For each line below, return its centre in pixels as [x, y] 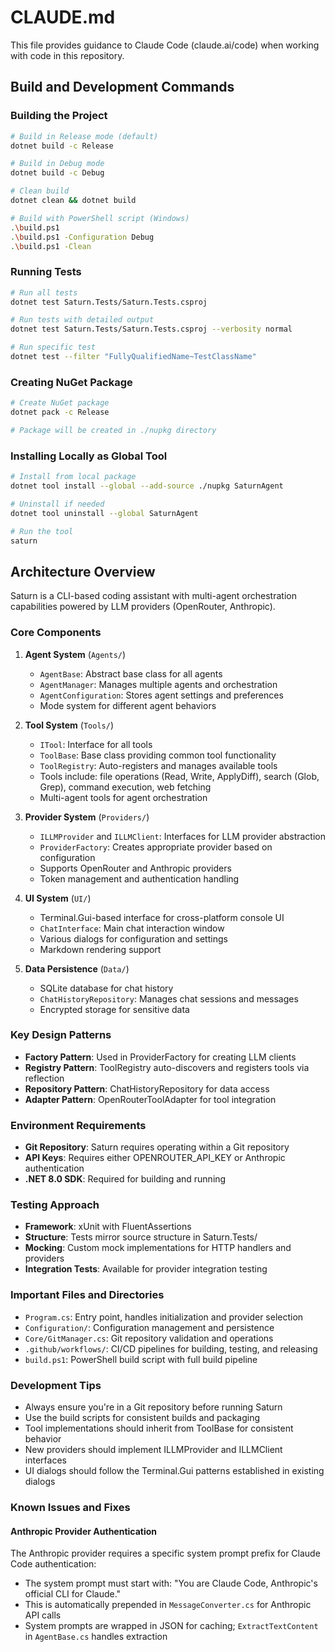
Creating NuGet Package [71, 382]
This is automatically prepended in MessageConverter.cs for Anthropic [168, 1605]
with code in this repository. [67, 55]
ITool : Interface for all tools [96, 744]
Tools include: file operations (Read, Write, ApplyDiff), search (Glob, [179, 776]
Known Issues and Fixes [70, 1507]
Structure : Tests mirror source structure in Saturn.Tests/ [141, 1237]
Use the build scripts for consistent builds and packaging [142, 1417]
